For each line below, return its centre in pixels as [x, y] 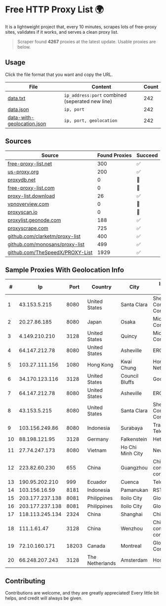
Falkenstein [134, 439]
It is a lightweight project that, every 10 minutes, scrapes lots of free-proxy [81, 27]
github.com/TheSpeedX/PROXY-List [50, 252]
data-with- [21, 117]
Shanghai [132, 514]
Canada [96, 546]
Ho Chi [129, 447]
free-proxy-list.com [31, 188]
